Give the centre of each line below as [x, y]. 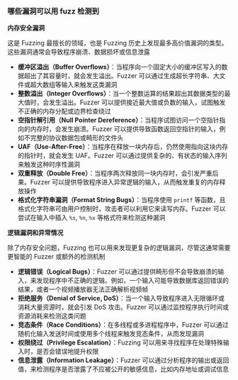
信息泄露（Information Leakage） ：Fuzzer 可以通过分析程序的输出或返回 [123, 360]
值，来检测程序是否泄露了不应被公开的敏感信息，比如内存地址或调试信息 [123, 369]
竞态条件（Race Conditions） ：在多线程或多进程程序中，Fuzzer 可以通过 [123, 325]
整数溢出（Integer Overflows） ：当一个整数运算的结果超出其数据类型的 [121, 94]
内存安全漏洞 [26, 28]
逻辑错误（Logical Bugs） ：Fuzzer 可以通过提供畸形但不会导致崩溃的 [118, 272]
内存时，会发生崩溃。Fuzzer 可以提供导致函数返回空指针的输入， [125, 129]
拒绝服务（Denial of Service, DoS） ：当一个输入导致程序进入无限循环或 [121, 298]
